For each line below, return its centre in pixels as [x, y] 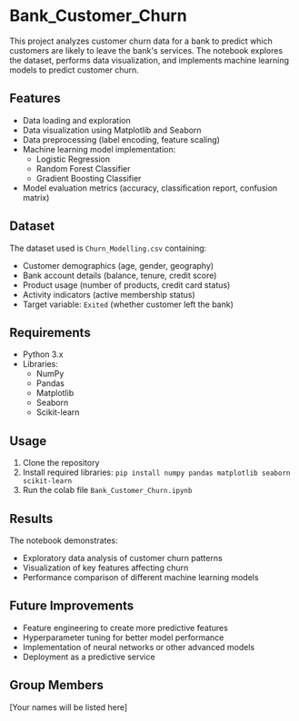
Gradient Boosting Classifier [89, 178]
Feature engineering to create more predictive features [125, 627]
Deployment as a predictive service [89, 657]
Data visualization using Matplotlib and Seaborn [112, 130]
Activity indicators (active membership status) [109, 294]
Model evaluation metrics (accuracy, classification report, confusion [150, 188]
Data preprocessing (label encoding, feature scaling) [121, 139]
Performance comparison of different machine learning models [140, 577]
